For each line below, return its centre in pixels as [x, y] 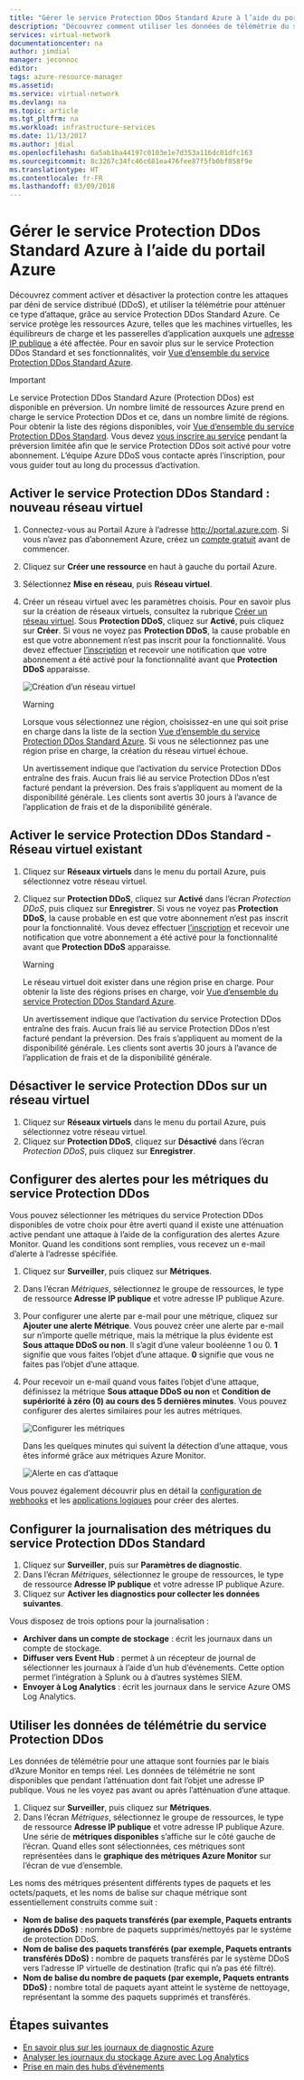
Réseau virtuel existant [76, 850]
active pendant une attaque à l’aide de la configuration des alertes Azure [145, 1235]
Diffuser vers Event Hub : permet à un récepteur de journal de [139, 1658]
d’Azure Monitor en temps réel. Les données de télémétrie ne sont [133, 1771]
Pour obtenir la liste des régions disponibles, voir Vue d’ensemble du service [152, 426]
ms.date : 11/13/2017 [48, 136]
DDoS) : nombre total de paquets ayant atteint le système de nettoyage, [156, 1987]
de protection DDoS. [61, 1938]
